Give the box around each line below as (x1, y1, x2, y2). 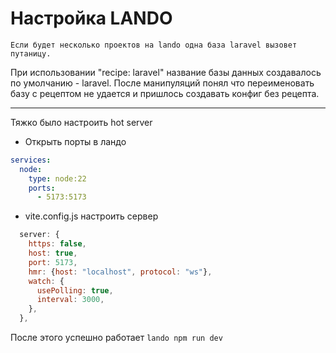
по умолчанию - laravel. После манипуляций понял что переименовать (10, 77, 315, 89)
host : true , (28, 248, 78, 259)
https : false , (28, 239, 87, 249)
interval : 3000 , (36, 295, 105, 305)
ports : (28, 183, 56, 193)
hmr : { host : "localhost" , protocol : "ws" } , (28, 267, 213, 277)
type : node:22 (28, 173, 87, 184)
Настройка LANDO (10, 7, 173, 30)
